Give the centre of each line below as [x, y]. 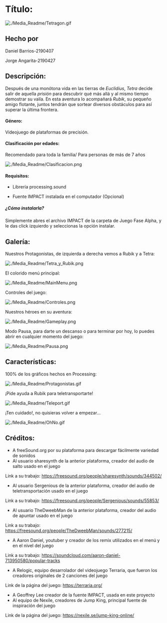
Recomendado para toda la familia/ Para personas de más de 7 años [75, 154]
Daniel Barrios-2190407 [29, 50]
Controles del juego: [26, 292]
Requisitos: [17, 175]
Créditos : [20, 438]
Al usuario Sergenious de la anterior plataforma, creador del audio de [83, 485]
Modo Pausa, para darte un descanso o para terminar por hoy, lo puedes [80, 331]
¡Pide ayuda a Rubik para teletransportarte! [49, 393]
